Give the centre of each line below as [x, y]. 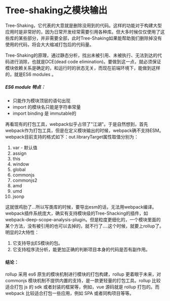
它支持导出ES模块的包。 [38, 243]
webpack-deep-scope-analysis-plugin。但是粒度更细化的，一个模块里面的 [83, 219]
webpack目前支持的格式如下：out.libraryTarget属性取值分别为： [72, 137]
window [21, 164]
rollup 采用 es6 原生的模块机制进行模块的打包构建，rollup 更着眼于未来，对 [83, 274]
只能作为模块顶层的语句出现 [41, 101]
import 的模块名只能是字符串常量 [47, 107]
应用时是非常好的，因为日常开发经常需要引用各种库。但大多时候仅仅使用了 [83, 31]
